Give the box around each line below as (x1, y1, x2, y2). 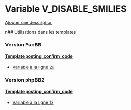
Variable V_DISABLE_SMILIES (5, 3, 127, 15)
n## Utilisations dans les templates (5, 29, 76, 35)
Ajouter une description (5, 20, 53, 25)
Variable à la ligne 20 (12, 65, 55, 70)
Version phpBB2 (5, 76, 45, 83)
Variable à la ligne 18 (12, 99, 54, 106)
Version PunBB (5, 41, 42, 48)
